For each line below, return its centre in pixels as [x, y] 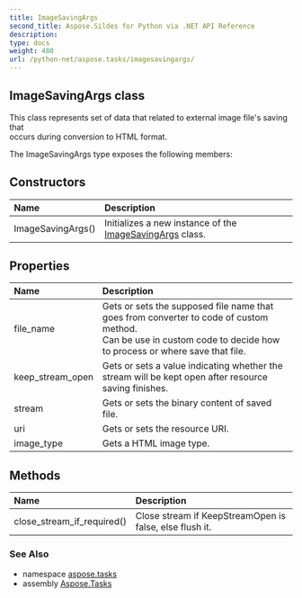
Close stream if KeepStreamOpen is [210, 516]
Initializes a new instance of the [171, 223]
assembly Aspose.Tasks [67, 583]
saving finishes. [135, 388]
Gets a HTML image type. [156, 443]
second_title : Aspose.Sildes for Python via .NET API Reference [132, 26]
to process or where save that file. [174, 352]
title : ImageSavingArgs [54, 18]
